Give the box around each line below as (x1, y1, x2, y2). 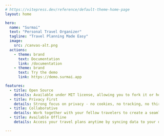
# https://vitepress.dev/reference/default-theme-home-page (5, 7, 130, 12)
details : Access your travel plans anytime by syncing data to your (14, 119, 156, 124)
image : (9, 38, 23, 44)
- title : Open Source (9, 88, 54, 93)
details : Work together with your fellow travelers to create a (14, 110, 147, 116)
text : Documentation (18, 56, 60, 61)
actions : (9, 47, 27, 52)
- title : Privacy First (9, 97, 58, 102)
